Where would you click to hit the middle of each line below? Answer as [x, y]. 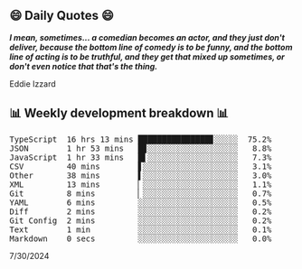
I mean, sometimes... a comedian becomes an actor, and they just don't [147, 37]
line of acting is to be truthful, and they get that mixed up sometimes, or [147, 56]
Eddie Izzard [33, 83]
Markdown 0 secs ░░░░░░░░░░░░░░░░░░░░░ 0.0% [141, 238]
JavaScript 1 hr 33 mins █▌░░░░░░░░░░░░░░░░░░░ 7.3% [141, 157]
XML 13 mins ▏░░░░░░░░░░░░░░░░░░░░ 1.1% [141, 184]
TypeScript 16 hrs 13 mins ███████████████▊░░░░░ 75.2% [141, 139]
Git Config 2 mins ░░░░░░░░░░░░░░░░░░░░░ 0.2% [141, 220]
